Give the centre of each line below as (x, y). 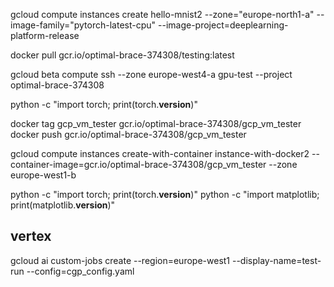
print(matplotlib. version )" (63, 205)
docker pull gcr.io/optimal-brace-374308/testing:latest (122, 55)
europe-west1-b (43, 175)
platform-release (45, 35)
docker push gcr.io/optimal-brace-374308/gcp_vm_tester (128, 134)
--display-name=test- (276, 260)
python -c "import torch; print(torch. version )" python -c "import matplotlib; (165, 194)
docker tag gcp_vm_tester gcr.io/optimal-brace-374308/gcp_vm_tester (156, 123)
